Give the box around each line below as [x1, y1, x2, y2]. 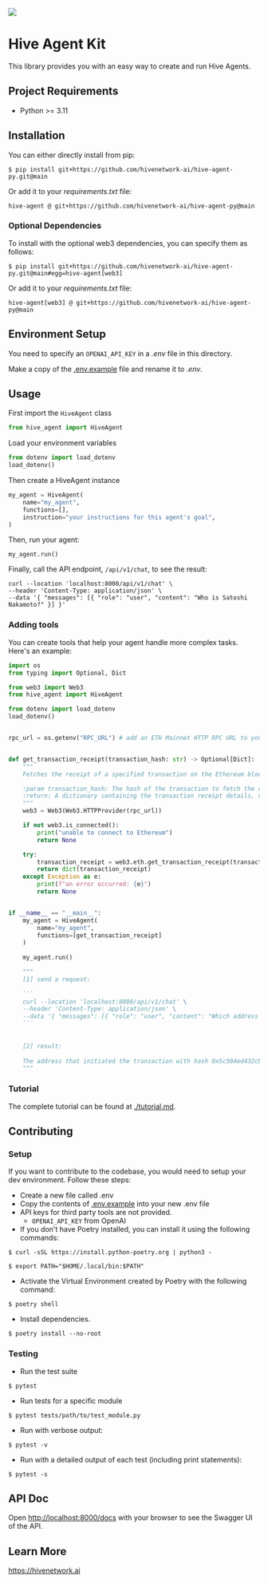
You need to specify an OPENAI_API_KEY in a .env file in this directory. [8, 348, 233, 358]
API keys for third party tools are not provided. [19, 1208, 172, 1217]
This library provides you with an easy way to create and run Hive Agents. [8, 61, 251, 71]
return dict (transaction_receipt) [37, 865, 152, 873]
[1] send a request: [22, 975, 91, 983]
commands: [19, 1233, 59, 1243]
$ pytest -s [8, 1470, 48, 1478]
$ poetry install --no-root [8, 1330, 102, 1338]
